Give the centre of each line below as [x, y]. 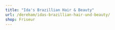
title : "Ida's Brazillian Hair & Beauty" [50, 10]
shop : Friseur [20, 19]
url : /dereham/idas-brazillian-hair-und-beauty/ [58, 15]
